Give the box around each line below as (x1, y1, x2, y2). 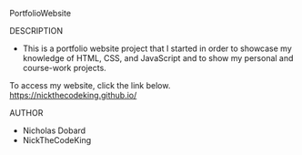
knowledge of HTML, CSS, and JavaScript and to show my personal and (22, 53, 294, 63)
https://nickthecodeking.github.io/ (9, 90, 137, 100)
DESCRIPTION (9, 26, 64, 36)
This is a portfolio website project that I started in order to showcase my (22, 43, 293, 54)
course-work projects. (22, 63, 106, 73)
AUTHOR (9, 108, 44, 118)
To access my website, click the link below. (9, 80, 171, 90)
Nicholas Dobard (22, 125, 86, 136)
